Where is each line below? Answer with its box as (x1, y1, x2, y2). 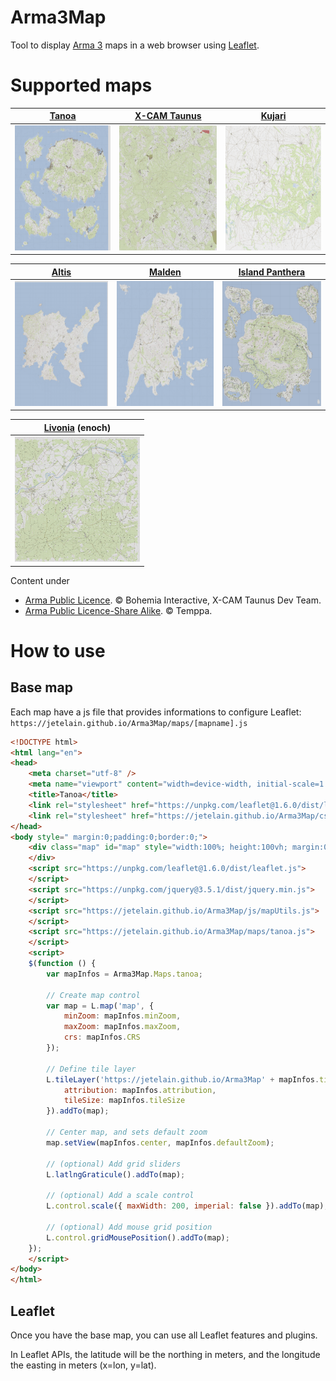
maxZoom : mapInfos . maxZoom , (63, 1022, 182, 1032)
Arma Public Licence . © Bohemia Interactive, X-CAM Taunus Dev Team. (24, 594, 322, 606)
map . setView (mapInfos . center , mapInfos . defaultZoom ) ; (46, 1137, 275, 1148)
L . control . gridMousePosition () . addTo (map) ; (46, 1232, 230, 1243)
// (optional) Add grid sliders (46, 1159, 182, 1169)
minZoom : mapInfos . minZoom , (63, 1011, 182, 1021)
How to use (10, 639, 106, 662)
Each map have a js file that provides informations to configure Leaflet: (10, 706, 302, 718)
